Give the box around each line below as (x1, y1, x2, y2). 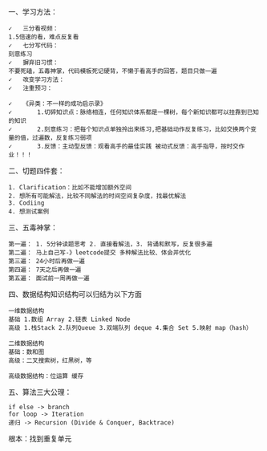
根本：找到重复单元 (8, 434, 72, 443)
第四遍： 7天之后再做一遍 (8, 266, 82, 274)
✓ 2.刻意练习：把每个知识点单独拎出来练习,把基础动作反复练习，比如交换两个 (8, 125, 251, 133)
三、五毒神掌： (8, 223, 58, 232)
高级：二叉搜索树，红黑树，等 (8, 356, 92, 364)
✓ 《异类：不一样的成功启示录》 (8, 100, 107, 108)
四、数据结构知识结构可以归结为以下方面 (8, 290, 142, 299)
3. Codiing (8, 199, 45, 207)
